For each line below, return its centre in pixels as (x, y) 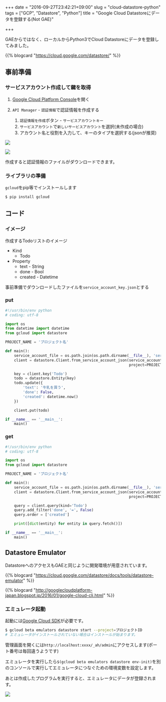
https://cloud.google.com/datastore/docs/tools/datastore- (95, 575)
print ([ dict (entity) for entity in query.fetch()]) (68, 524)
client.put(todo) (32, 410)
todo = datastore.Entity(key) (45, 378)
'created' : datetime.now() (51, 397)
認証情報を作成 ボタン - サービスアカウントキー (62, 120)
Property (21, 261)
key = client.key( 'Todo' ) (41, 374)
